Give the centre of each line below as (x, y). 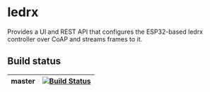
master (23, 81)
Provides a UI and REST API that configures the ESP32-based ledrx (105, 32)
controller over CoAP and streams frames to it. (75, 39)
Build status (34, 61)
